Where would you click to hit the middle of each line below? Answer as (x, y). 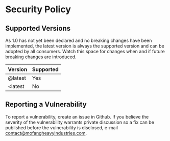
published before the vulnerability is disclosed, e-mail (62, 127)
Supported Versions (38, 28)
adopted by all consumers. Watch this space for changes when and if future (85, 51)
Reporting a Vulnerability (46, 104)
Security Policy (38, 9)
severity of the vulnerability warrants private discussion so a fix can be (80, 122)
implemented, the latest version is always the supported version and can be (85, 46)
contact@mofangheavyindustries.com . (46, 133)
